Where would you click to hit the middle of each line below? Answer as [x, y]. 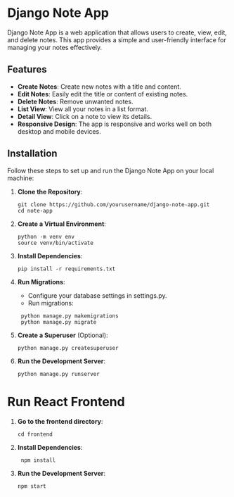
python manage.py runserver [58, 374]
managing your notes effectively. [55, 47]
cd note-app [35, 210]
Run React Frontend [66, 402]
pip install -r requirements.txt [66, 269]
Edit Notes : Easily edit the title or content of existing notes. [103, 94]
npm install [38, 460]
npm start [32, 486]
